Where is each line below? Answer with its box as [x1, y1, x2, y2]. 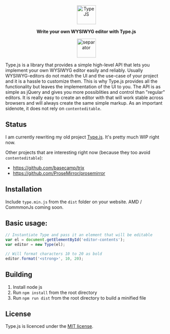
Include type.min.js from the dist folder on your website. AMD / [5, 199, 142, 205]
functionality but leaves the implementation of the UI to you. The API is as [5, 84, 161, 90]
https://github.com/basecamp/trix [12, 165, 85, 171]
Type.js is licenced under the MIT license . [5, 323, 93, 329]
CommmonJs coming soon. [5, 204, 64, 210]
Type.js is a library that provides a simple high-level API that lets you [5, 62, 150, 68]
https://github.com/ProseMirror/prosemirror [12, 170, 105, 176]
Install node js [12, 284, 43, 290]
